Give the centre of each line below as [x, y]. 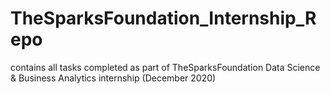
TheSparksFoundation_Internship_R [163, 18]
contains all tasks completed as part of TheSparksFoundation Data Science [165, 67]
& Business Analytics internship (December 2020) [113, 78]
